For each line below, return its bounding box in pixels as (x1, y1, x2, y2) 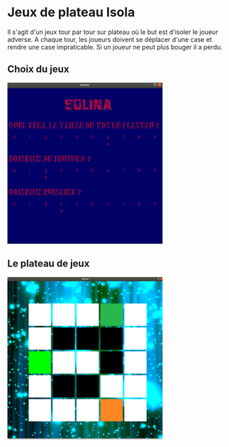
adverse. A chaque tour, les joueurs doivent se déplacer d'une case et (7, 35, 213, 43)
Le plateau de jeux (7, 258, 90, 270)
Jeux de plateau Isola (7, 4, 135, 21)
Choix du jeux (7, 63, 69, 75)
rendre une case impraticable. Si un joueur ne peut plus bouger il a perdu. (7, 43, 223, 51)
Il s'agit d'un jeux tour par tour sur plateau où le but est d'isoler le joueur (7, 28, 218, 36)
